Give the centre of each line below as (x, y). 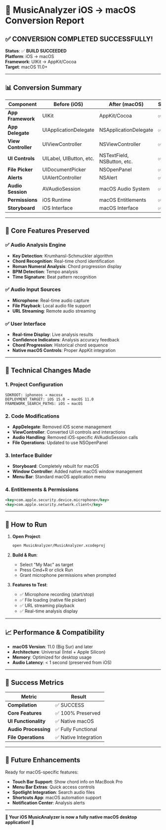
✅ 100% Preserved (78, 713)
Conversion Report (45, 21)
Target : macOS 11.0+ (26, 67)
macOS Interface (119, 208)
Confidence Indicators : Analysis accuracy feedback (66, 340)
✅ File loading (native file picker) (53, 600)
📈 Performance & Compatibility (55, 632)
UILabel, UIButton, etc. (68, 158)
